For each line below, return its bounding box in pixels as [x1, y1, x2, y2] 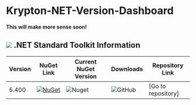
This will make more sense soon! [6, 23, 87, 30]
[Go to [148, 82, 166, 90]
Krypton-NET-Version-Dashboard [6, 4, 174, 17]
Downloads [110, 65, 143, 73]
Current [75, 57, 97, 65]
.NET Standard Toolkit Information [13, 40, 141, 50]
